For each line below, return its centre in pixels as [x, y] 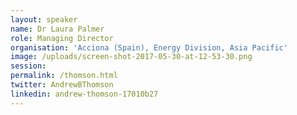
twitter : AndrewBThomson [62, 85]
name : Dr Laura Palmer [57, 29]
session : [28, 66]
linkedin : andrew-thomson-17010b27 [84, 94]
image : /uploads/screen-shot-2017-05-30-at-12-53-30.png [131, 57]
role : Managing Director [62, 38]
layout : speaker [44, 19]
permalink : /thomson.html [64, 76]
